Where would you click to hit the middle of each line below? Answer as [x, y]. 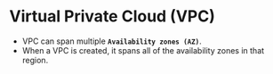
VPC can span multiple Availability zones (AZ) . [112, 41]
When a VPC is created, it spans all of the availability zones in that [143, 50]
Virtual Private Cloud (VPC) [112, 16]
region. [35, 60]
